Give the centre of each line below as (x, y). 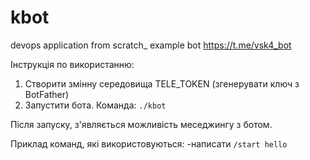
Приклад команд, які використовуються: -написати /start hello (149, 143)
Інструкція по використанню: (72, 64)
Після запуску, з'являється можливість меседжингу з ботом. (141, 124)
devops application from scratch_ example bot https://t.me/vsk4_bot (151, 45)
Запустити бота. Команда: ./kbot (95, 105)
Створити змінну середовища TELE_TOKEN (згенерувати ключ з (162, 83)
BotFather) (47, 94)
